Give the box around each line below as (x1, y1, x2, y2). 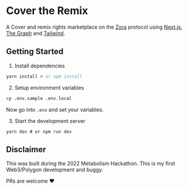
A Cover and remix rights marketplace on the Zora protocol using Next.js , (6, 23, 183, 30)
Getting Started (6, 47, 64, 57)
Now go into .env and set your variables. (6, 106, 104, 113)
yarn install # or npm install (6, 73, 83, 80)
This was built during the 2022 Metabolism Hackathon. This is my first (6, 160, 176, 167)
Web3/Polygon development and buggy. (6, 166, 104, 173)
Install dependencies (14, 62, 66, 69)
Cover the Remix (6, 4, 88, 18)
